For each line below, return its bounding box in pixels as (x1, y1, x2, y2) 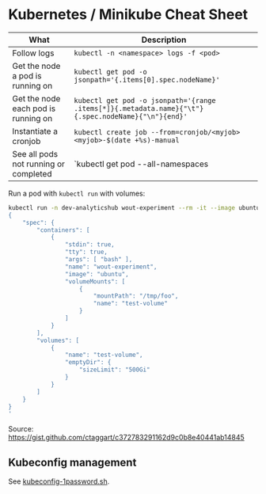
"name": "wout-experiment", (64, 263, 158, 271)
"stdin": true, (64, 241, 115, 249)
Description (141, 34, 187, 45)
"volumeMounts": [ (64, 277, 126, 286)
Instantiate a (12, 125, 58, 136)
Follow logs (12, 47, 55, 59)
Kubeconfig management (8, 455, 137, 469)
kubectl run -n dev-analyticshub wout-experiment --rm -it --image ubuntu (8, 203, 260, 211)
